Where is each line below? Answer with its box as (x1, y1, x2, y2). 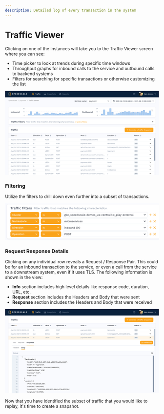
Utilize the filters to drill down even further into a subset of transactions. (5, 193, 150, 199)
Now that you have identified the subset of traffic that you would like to (5, 398, 148, 404)
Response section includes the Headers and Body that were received (12, 299, 152, 305)
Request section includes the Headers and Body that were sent (12, 294, 140, 300)
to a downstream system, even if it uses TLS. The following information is (5, 269, 153, 275)
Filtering (5, 182, 25, 189)
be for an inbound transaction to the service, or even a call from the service (5, 264, 157, 270)
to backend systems (12, 71, 53, 77)
